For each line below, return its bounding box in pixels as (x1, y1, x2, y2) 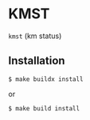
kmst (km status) (8, 31, 62, 41)
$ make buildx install (8, 75, 84, 83)
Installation (8, 54, 65, 68)
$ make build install (8, 104, 80, 112)
